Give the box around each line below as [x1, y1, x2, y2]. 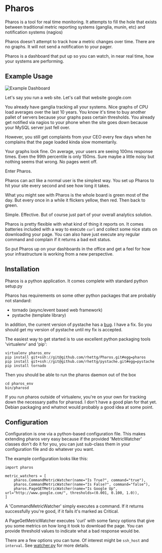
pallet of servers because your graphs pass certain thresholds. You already [5, 114, 155, 120]
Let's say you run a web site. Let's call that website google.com [5, 94, 132, 100]
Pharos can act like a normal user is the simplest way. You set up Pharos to [5, 177, 154, 183]
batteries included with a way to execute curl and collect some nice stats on [5, 226, 158, 232]
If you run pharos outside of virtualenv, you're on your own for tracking [5, 394, 147, 399]
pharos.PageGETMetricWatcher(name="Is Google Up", [14, 486, 118, 492]
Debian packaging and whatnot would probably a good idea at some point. [5, 404, 154, 410]
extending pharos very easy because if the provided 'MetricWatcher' [5, 436, 142, 442]
